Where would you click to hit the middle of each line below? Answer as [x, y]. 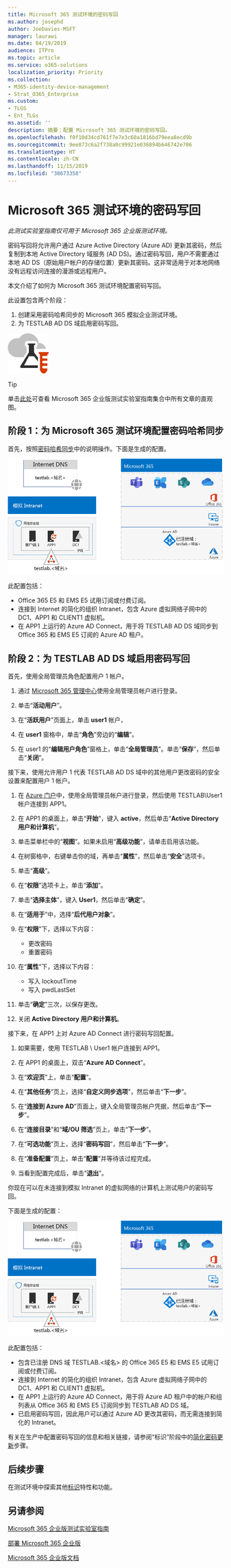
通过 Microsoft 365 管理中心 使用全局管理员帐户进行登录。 [99, 690]
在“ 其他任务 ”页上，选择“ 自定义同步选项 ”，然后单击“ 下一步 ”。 [104, 1091]
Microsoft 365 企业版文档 [44, 1558]
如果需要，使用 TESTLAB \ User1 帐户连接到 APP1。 [90, 1048]
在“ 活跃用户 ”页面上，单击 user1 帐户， [72, 720]
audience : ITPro [31, 51]
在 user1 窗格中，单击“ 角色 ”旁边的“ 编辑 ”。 [77, 734]
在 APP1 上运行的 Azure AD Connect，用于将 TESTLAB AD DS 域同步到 [118, 626]
